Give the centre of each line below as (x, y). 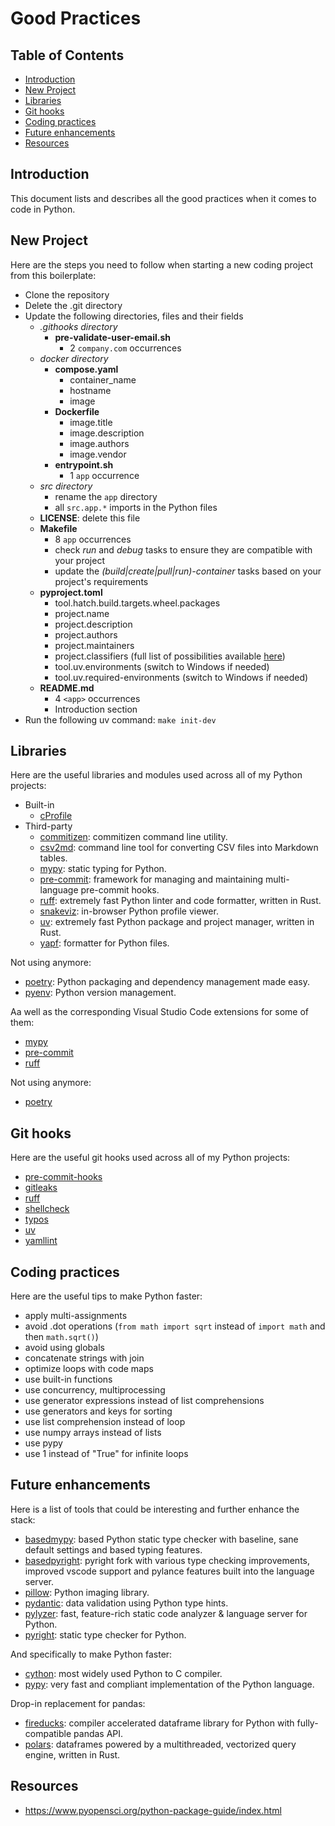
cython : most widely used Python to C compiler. (123, 1673)
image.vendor (98, 454)
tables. (53, 858)
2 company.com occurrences (125, 348)
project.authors (86, 634)
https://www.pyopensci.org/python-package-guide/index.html (153, 1810)
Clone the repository (67, 294)
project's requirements (101, 581)
